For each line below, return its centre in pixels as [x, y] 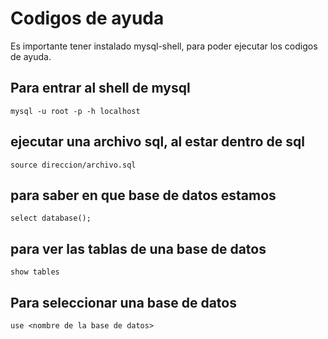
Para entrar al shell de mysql [100, 88]
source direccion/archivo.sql [73, 165]
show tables [35, 272]
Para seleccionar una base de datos [123, 302]
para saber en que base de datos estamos [143, 195]
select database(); [51, 218]
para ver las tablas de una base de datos [138, 248]
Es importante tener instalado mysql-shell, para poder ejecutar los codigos [164, 46]
